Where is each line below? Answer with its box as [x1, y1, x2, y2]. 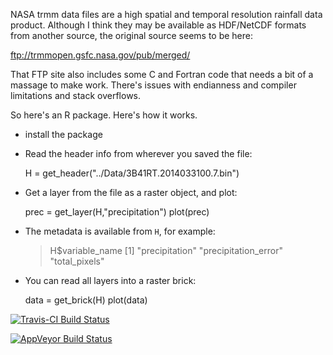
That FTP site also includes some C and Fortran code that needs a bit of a [10, 69, 314, 80]
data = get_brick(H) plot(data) [24, 294, 148, 306]
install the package [24, 129, 103, 140]
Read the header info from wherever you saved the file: [24, 148, 253, 159]
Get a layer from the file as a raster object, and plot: [24, 187, 238, 198]
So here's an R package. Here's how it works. [10, 109, 198, 121]
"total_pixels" [49, 255, 105, 267]
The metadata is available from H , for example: [24, 225, 216, 237]
